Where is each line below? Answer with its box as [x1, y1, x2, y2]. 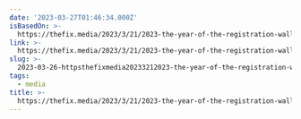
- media [17, 80, 47, 89]
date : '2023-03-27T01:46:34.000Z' [9, 13, 139, 22]
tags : [9, 72, 30, 81]
